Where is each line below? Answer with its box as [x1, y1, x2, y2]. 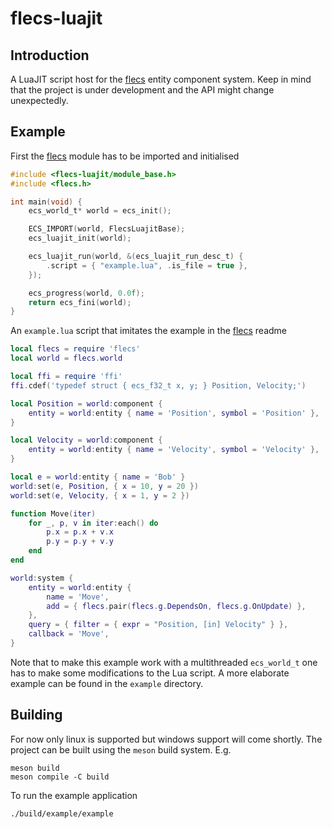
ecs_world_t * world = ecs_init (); [28, 206, 172, 216]
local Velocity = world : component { [10, 435, 163, 446]
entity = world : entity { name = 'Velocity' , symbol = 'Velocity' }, [28, 445, 320, 455]
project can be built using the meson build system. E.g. [10, 743, 232, 756]
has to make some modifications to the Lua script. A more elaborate [10, 667, 290, 679]
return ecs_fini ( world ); [28, 297, 132, 307]
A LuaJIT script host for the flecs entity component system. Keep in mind [10, 73, 312, 85]
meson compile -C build [10, 772, 110, 782]
